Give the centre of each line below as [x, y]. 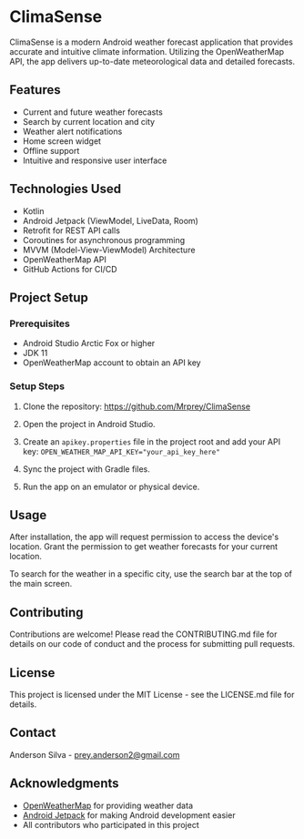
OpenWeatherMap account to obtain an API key [112, 363]
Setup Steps [37, 386]
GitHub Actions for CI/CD [70, 269]
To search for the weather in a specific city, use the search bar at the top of [151, 574]
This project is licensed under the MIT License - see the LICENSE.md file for [152, 694]
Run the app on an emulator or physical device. [111, 486]
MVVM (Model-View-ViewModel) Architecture [109, 250]
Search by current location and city [89, 121]
